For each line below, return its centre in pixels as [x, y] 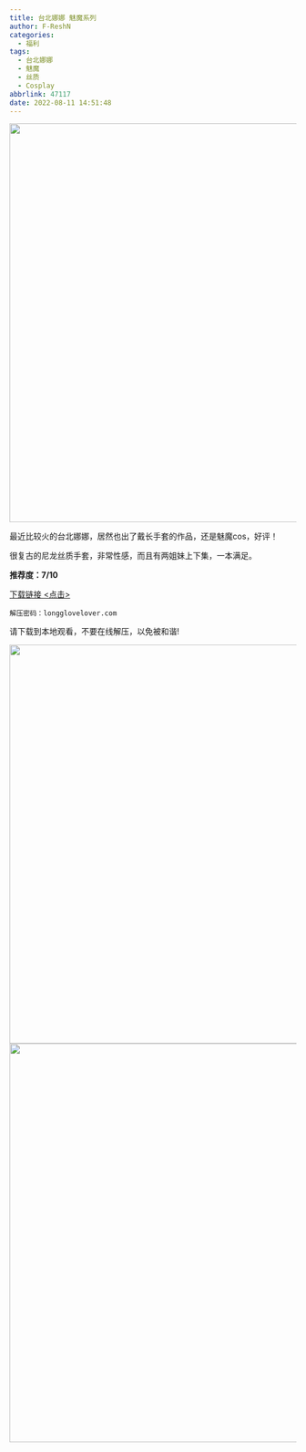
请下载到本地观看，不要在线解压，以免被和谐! [95, 632]
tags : [20, 52]
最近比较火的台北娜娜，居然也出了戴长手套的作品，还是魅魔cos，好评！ [144, 536]
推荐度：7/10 [34, 575]
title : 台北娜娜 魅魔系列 [53, 18]
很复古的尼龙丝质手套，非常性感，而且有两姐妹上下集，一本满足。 [133, 556]
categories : [32, 35]
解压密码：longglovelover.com [63, 613]
